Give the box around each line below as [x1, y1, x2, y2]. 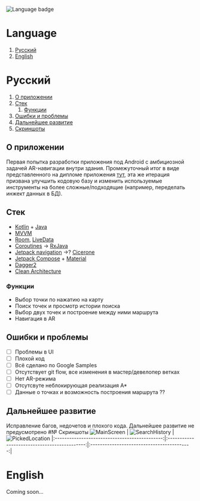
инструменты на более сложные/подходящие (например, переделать [6, 183, 186, 190]
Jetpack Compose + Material [14, 254, 87, 262]
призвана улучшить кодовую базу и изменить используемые [6, 177, 162, 185]
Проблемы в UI [14, 348, 54, 355]
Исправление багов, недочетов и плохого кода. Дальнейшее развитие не [6, 422, 195, 429]
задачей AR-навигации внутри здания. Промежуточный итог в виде [6, 164, 180, 171]
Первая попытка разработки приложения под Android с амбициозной [6, 158, 184, 165]
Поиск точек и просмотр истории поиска [14, 302, 121, 309]
